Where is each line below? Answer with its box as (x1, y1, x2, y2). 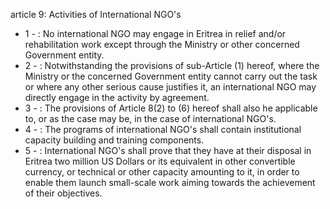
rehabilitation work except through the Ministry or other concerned (24, 39, 300, 50)
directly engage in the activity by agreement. (24, 92, 210, 103)
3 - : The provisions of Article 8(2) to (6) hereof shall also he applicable (24, 102, 318, 114)
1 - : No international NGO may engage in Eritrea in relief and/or (24, 28, 287, 39)
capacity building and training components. (24, 134, 205, 146)
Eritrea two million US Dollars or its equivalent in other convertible (24, 155, 296, 167)
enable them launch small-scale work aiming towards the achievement (24, 177, 316, 188)
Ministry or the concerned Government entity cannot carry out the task (24, 70, 318, 82)
